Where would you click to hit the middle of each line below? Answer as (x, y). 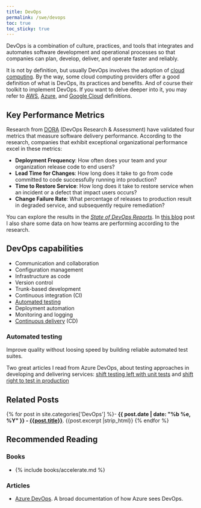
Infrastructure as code (42, 276)
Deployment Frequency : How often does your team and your (91, 160)
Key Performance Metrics (55, 115)
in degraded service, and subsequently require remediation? (90, 205)
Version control (34, 282)
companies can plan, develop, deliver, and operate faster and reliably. (93, 59)
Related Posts (32, 400)
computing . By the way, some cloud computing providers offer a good (93, 77)
